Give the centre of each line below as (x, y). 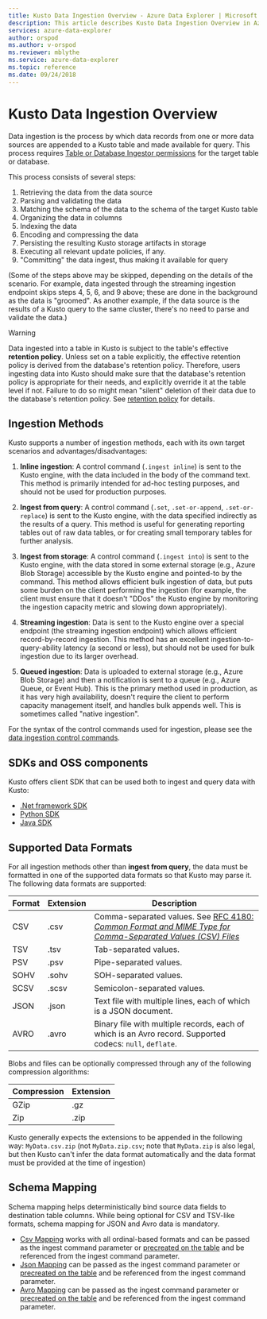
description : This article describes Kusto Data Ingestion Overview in (129, 23)
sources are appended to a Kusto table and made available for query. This (129, 145)
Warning (22, 333)
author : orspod (33, 38)
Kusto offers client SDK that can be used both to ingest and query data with (132, 782)
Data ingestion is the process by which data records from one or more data (131, 136)
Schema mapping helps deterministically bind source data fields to (117, 1207)
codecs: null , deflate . (135, 1044)
